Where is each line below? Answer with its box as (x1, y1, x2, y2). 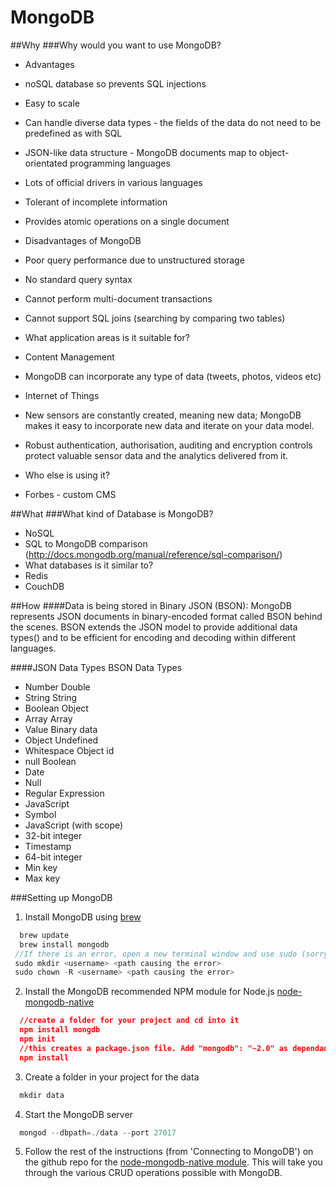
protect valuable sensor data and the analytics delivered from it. (24, 449, 289, 461)
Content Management (24, 351, 115, 363)
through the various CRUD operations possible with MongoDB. (24, 1167, 283, 1179)
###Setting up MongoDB (10, 891, 113, 903)
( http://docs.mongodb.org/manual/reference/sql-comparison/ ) (24, 548, 283, 560)
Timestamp (24, 840, 72, 852)
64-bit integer (24, 851, 83, 863)
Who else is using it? (24, 469, 110, 481)
